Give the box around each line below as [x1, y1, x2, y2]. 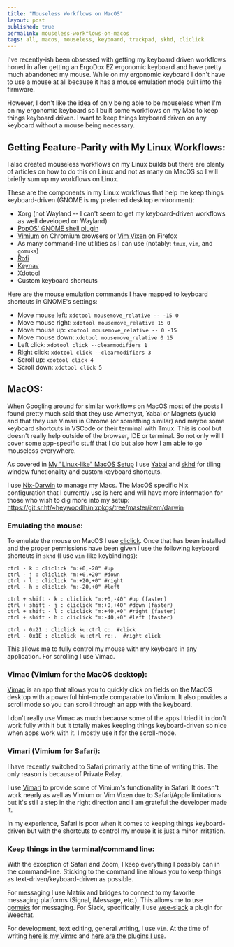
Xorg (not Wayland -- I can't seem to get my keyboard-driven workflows [17, 209, 226, 218]
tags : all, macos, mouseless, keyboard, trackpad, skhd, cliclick [7, 36, 205, 43]
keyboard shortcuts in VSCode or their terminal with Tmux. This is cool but [7, 424, 222, 433]
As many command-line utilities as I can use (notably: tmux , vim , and [17, 239, 213, 247]
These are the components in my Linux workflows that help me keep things [7, 188, 224, 197]
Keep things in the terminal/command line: [7, 844, 155, 854]
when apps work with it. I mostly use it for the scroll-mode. [7, 729, 177, 737]
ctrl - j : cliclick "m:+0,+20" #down [7, 571, 120, 578]
